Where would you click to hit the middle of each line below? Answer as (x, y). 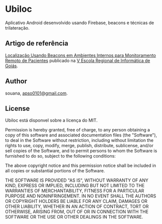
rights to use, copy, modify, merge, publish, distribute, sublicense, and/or (79, 146)
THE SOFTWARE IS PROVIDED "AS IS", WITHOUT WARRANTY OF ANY (77, 180)
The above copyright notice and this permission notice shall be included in (81, 165)
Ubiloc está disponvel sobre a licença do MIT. (51, 120)
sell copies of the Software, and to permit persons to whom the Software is (81, 151)
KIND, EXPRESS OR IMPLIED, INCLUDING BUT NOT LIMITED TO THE (75, 186)
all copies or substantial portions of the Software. (55, 171)
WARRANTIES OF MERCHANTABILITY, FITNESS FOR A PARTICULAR (75, 191)
